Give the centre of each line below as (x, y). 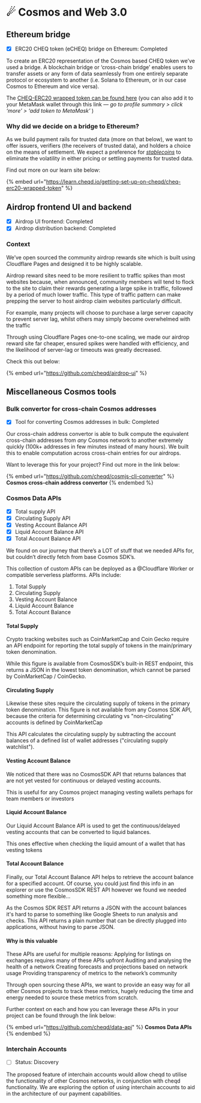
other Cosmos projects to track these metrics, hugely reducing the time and (100, 991)
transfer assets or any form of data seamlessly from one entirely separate (97, 74)
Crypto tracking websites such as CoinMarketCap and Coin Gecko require (98, 639)
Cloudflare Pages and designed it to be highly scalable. (74, 264)
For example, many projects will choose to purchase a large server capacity (100, 312)
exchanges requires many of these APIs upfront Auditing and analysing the (99, 961)
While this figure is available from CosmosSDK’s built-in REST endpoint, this (100, 663)
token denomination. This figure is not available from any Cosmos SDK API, (99, 710)
